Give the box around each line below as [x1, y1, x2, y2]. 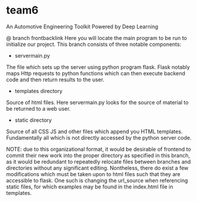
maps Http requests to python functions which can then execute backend [6, 69, 185, 77]
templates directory [14, 87, 63, 94]
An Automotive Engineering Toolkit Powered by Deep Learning [6, 23, 159, 30]
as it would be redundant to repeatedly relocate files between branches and [6, 158, 191, 165]
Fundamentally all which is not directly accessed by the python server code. [6, 134, 192, 141]
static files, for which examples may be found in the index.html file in [6, 183, 173, 190]
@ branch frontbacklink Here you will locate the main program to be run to [6, 34, 188, 41]
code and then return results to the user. [6, 76, 105, 83]
